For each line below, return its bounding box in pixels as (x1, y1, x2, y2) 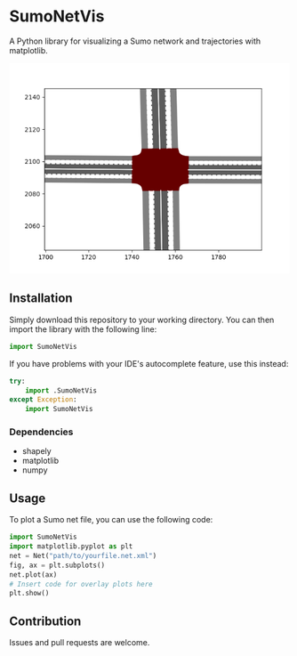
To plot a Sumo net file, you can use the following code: (9, 514, 213, 525)
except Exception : (9, 395, 77, 404)
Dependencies (9, 425, 74, 438)
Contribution (9, 613, 82, 628)
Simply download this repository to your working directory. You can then (9, 314, 275, 325)
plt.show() (9, 589, 50, 598)
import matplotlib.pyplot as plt (9, 542, 133, 551)
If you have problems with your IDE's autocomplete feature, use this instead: (9, 358, 289, 368)
